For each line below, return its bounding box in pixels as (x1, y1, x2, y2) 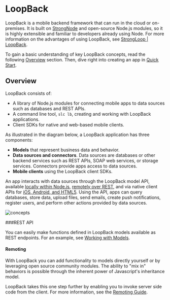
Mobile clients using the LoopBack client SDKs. (12, 168, 113, 174)
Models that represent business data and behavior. (12, 147, 120, 153)
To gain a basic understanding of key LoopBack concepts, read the (5, 51, 146, 57)
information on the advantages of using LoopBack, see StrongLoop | (5, 36, 149, 42)
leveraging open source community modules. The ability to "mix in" (5, 262, 146, 269)
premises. (5, 25, 26, 31)
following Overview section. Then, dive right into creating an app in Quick (5, 56, 159, 62)
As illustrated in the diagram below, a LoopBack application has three (5, 131, 150, 138)
